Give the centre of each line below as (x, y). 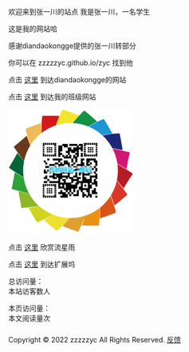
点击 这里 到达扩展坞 (42, 264)
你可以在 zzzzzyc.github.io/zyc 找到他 (71, 63)
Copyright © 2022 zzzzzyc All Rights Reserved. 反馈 (94, 339)
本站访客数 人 (29, 291)
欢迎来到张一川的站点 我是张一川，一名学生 (79, 12)
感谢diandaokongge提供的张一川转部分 (73, 46)
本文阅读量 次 (29, 318)
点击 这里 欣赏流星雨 (42, 247)
